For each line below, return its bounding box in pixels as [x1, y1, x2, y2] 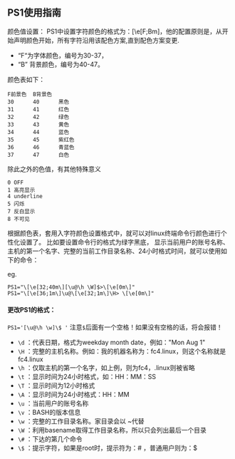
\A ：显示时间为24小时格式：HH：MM [17, 391, 130, 399]
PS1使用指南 [7, 6, 62, 19]
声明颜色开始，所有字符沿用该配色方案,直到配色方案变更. [13, 36, 180, 44]
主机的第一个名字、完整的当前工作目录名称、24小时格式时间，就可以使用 [7, 247, 221, 255]
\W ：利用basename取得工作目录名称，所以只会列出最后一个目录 [17, 426, 207, 435]
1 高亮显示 [7, 186, 36, 194]
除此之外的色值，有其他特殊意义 [7, 165, 101, 173]
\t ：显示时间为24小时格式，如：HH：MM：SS [17, 373, 157, 381]
